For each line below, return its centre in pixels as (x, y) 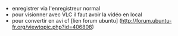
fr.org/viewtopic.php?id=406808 (52, 27)
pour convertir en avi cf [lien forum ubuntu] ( (67, 21)
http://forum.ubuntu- (146, 21)
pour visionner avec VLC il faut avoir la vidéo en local (77, 15)
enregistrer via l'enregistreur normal (56, 8)
